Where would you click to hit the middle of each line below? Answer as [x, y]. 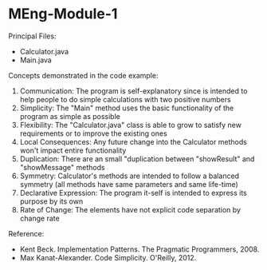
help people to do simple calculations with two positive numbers [125, 99]
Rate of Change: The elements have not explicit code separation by [130, 209]
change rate [39, 218]
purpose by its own [51, 201]
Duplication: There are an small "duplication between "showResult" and [137, 159]
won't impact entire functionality [73, 150]
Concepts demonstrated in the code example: [83, 75]
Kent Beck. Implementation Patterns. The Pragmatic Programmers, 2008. [139, 249]
